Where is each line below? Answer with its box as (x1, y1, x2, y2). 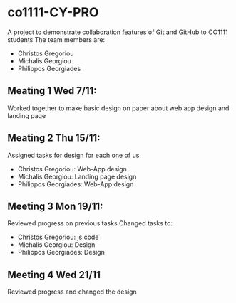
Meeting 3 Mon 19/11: (7, 200, 103, 212)
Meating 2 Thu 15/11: (7, 132, 101, 144)
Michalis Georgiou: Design (17, 240, 96, 249)
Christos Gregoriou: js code (17, 233, 99, 242)
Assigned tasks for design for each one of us (7, 151, 140, 159)
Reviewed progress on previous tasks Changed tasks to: (7, 219, 173, 228)
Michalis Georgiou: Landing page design (17, 172, 137, 181)
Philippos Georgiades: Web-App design (17, 179, 134, 188)
